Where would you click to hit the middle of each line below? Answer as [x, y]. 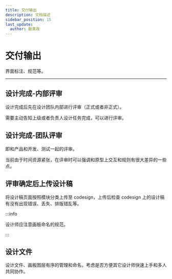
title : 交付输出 [21, 10]
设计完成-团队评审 [34, 135]
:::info [11, 213]
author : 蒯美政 [25, 29]
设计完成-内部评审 [34, 93]
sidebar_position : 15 [28, 19]
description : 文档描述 [28, 15]
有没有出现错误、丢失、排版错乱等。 [44, 203]
